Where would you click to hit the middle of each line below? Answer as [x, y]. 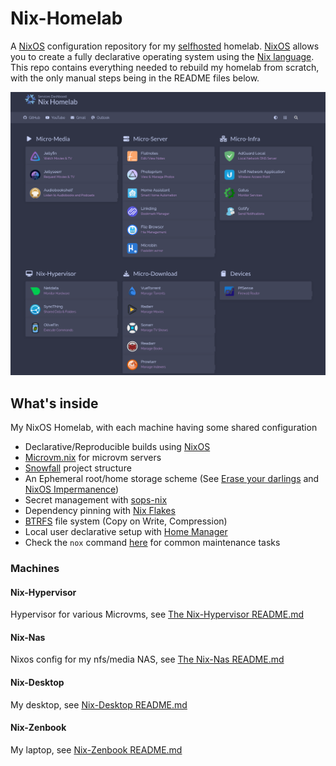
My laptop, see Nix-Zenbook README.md [96, 749]
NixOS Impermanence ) [72, 489]
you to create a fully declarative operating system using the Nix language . [162, 56]
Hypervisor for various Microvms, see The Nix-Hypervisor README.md [157, 614]
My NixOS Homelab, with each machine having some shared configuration [164, 428]
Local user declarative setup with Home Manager [126, 532]
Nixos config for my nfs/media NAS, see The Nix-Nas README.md [147, 659]
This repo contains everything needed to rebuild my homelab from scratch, [165, 67]
